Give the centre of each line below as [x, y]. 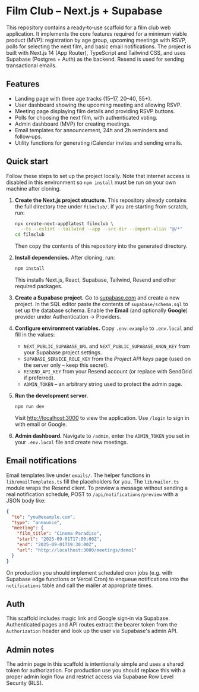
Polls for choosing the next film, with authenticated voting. [86, 117]
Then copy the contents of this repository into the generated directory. [101, 246]
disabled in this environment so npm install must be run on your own [91, 182]
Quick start [27, 162]
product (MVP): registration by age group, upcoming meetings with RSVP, [97, 40]
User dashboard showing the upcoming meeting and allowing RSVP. [98, 105]
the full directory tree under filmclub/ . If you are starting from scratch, [101, 206]
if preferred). [39, 378]
